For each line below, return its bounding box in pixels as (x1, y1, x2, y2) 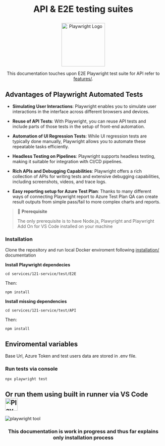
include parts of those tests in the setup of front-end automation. (12, 124, 145, 129)
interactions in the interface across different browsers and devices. (12, 109, 150, 115)
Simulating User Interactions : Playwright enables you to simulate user (12, 103, 157, 109)
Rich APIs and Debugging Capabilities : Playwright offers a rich (12, 168, 142, 174)
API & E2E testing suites (33, 3, 134, 15)
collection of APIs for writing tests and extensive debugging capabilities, (12, 174, 160, 179)
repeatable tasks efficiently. (12, 144, 69, 149)
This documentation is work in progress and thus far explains (8, 428, 159, 435)
